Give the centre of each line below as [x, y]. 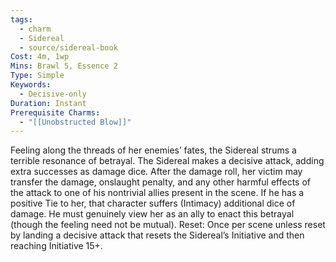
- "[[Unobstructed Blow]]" [75, 122]
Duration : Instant [48, 103]
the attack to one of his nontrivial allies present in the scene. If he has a [157, 193]
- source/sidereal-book [68, 47]
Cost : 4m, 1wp [40, 57]
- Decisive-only [53, 94]
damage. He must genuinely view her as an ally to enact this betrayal [152, 214]
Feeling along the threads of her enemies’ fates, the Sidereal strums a [153, 150]
